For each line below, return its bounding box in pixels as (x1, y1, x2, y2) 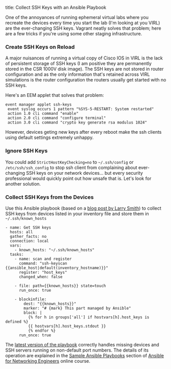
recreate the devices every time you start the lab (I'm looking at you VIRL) (5, 20, 160, 26)
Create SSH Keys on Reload (5, 43, 75, 50)
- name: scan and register (14, 256, 72, 261)
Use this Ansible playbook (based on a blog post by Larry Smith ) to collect (5, 205, 162, 211)
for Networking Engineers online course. (5, 358, 91, 364)
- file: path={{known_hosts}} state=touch (14, 283, 106, 289)
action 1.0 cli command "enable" (7, 111, 79, 116)
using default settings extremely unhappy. (5, 134, 94, 140)
